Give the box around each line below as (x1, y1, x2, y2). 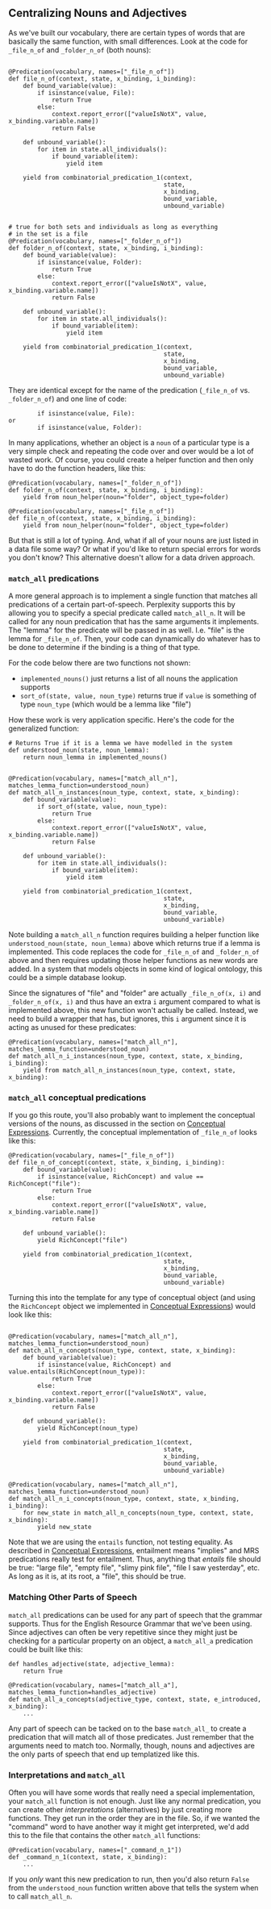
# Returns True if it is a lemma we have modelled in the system (8, 740, 232, 748)
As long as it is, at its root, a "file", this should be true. (8, 1572, 186, 1582)
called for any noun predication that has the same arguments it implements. (8, 617, 260, 627)
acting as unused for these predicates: (8, 1023, 137, 1032)
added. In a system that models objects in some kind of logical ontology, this (8, 964, 263, 974)
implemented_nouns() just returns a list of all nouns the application (19, 673, 238, 684)
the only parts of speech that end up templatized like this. (8, 1749, 200, 1759)
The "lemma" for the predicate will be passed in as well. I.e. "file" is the (8, 625, 244, 636)
